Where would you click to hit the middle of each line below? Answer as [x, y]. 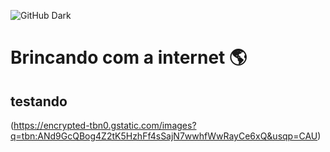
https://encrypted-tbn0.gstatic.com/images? [105, 125]
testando [39, 101]
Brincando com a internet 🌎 [129, 57]
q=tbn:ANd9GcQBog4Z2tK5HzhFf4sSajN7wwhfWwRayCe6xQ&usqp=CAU [164, 136]
